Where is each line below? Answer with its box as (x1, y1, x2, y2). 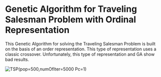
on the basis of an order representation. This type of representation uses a (5, 46, 157, 52)
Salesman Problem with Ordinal (5, 14, 136, 25)
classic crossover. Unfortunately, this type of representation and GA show (5, 51, 155, 57)
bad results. (5, 56, 30, 62)
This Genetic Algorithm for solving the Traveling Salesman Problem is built (5, 40, 156, 46)
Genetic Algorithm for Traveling (5, 3, 137, 15)
